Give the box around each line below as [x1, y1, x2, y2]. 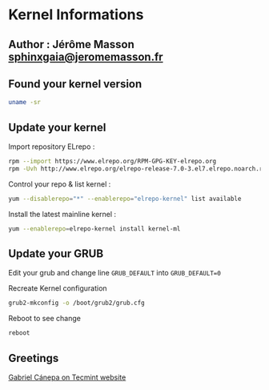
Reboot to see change [8, 314, 82, 324]
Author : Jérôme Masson [8, 38, 134, 51]
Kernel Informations [8, 6, 144, 24]
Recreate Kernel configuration [8, 283, 107, 293]
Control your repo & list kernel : [8, 179, 111, 189]
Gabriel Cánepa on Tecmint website [8, 372, 126, 382]
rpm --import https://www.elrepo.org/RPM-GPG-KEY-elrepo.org [8, 158, 217, 166]
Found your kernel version [8, 77, 143, 90]
